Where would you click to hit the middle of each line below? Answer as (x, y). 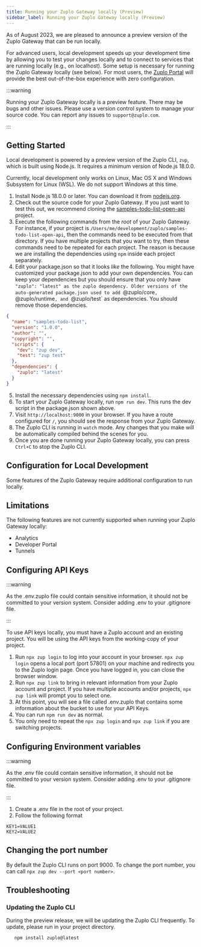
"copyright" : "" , (33, 339)
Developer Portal (36, 545)
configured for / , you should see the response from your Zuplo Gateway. (105, 421)
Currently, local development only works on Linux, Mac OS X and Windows (99, 178)
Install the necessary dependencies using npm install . (83, 395)
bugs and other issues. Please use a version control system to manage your (100, 108)
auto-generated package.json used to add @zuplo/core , (86, 292)
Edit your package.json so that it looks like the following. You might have (104, 267)
